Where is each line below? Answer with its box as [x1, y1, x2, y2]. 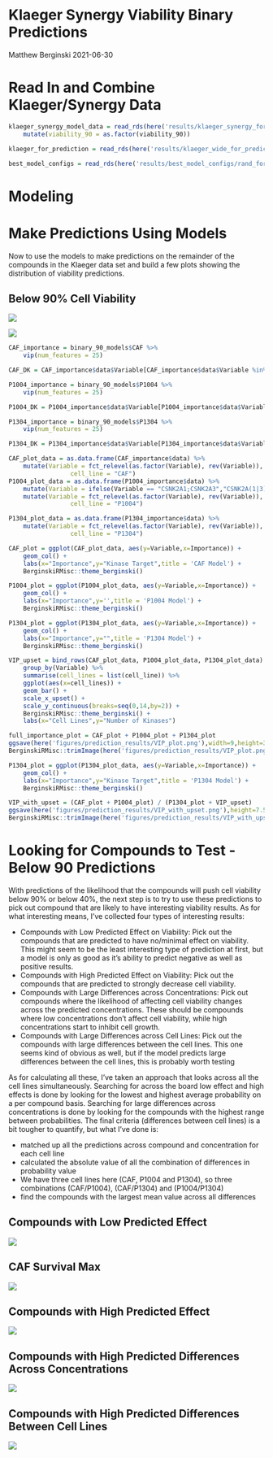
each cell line [19, 1149, 65, 1158]
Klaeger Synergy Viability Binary [8, 6, 234, 24]
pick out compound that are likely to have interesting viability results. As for [8, 903, 261, 912]
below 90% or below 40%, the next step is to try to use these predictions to [8, 894, 262, 903]
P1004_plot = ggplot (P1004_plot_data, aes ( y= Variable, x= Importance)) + [8, 581, 256, 590]
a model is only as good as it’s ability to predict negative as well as [19, 953, 243, 963]
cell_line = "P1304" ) [70, 530, 144, 538]
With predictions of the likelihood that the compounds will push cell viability [8, 886, 262, 895]
